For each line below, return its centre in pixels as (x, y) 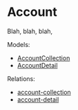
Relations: (21, 79)
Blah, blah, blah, (30, 31)
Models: (19, 44)
